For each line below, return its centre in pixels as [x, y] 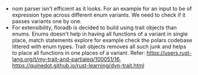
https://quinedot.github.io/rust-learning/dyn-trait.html [78, 65]
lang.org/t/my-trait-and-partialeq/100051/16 [66, 59]
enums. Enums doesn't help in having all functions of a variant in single [100, 34]
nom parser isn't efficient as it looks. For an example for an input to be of [102, 9]
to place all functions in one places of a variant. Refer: [79, 53]
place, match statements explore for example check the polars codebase [102, 40]
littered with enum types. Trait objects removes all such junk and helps [99, 46]
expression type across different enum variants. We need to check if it [99, 15]
